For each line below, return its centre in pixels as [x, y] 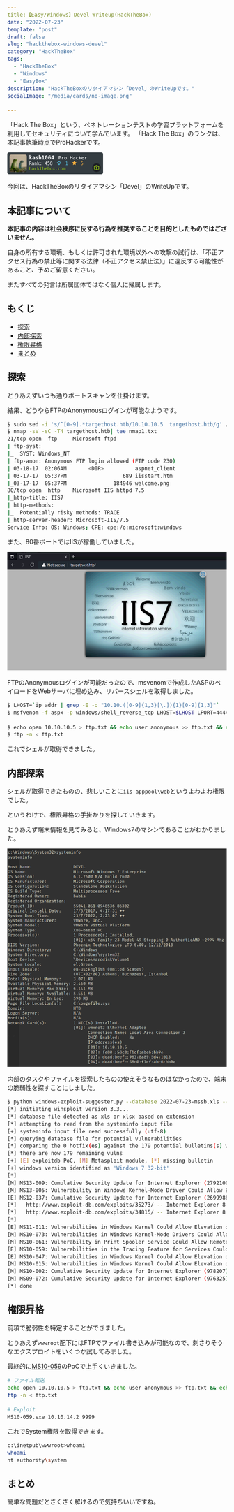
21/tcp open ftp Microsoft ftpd [62, 439]
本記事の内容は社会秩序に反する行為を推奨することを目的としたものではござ [117, 228]
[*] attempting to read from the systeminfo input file [90, 1124]
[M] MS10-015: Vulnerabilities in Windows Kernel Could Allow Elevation [115, 1264]
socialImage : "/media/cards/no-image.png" [70, 96]
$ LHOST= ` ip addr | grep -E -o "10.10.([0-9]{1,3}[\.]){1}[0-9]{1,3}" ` [113, 705]
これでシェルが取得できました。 [53, 749]
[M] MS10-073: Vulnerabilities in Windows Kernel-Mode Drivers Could [110, 1234]
